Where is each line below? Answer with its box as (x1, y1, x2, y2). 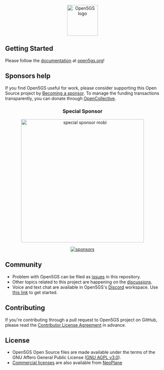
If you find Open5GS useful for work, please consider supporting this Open (5, 85, 157, 91)
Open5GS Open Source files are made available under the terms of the (12, 349, 156, 355)
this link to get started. (12, 289, 58, 295)
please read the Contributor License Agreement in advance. (5, 322, 126, 328)
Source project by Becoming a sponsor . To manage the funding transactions (5, 90, 160, 96)
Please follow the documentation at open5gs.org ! (5, 57, 105, 64)
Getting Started (5, 44, 54, 53)
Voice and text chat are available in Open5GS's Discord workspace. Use (12, 284, 158, 290)
